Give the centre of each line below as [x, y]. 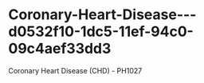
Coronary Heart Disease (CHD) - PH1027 [75, 70]
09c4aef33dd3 [60, 49]
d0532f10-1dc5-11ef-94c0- [101, 32]
